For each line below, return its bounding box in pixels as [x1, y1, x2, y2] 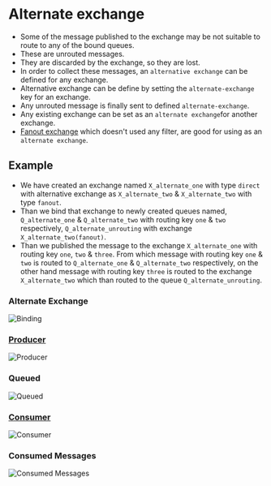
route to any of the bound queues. [19, 40, 135, 49]
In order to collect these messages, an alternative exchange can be [19, 66, 248, 75]
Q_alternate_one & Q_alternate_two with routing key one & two [19, 214, 226, 224]
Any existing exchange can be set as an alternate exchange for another [19, 109, 258, 118]
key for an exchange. [19, 92, 91, 101]
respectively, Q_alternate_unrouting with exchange [19, 223, 192, 233]
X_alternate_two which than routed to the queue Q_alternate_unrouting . [19, 275, 262, 285]
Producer [8, 333, 46, 345]
